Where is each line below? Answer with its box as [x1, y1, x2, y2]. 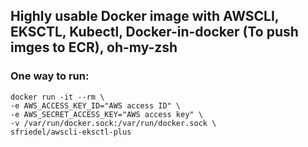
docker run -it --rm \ [10, 92, 105, 102]
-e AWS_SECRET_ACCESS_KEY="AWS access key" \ [10, 109, 203, 119]
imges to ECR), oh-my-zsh [10, 39, 178, 56]
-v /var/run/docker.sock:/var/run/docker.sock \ [10, 118, 217, 128]
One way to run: [10, 69, 90, 83]
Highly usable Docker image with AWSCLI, [10, 8, 280, 25]
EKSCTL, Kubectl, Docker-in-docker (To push [10, 24, 299, 41]
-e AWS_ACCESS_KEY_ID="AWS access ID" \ [10, 100, 182, 111]
